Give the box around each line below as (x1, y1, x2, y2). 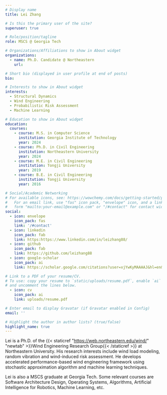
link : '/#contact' (14, 223, 52, 228)
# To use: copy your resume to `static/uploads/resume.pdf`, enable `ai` (5, 278, 162, 283)
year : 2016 (18, 181, 41, 187)
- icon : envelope (9, 214, 46, 219)
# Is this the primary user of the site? (5, 21, 92, 26)
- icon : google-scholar (9, 256, 59, 261)
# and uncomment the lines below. (5, 283, 77, 288)
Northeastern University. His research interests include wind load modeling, (5, 348, 160, 354)
